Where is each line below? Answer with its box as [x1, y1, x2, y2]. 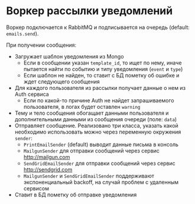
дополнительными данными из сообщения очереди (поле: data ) [14, 115, 177, 122]
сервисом [23, 184, 49, 192]
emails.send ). [6, 30, 39, 37]
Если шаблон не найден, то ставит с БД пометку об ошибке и [23, 72, 180, 79]
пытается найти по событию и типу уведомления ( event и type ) [23, 65, 183, 72]
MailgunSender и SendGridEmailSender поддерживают [23, 172, 155, 179]
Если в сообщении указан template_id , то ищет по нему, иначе [23, 59, 182, 66]
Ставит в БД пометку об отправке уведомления [14, 191, 137, 198]
